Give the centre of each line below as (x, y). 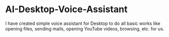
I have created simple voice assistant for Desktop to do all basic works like (83, 23)
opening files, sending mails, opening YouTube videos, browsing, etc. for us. (85, 28)
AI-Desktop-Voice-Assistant (67, 9)
